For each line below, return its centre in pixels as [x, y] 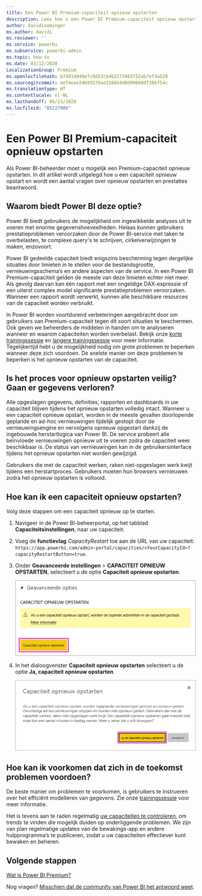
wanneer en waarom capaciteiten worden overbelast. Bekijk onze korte [94, 334]
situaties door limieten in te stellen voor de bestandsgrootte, [81, 265]
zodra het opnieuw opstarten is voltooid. [56, 478]
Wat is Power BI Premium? [39, 875]
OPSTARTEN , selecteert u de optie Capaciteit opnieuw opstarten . [97, 572]
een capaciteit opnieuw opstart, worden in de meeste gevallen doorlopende [100, 415]
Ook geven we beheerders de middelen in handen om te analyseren [90, 327]
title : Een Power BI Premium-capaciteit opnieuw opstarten [82, 13]
